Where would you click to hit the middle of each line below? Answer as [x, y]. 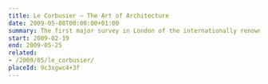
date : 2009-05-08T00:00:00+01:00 [64, 23]
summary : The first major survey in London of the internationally [123, 30]
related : [23, 53]
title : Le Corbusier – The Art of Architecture [89, 16]
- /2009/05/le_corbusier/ [51, 61]
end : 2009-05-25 [35, 46]
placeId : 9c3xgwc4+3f [44, 68]
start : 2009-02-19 [39, 38]
